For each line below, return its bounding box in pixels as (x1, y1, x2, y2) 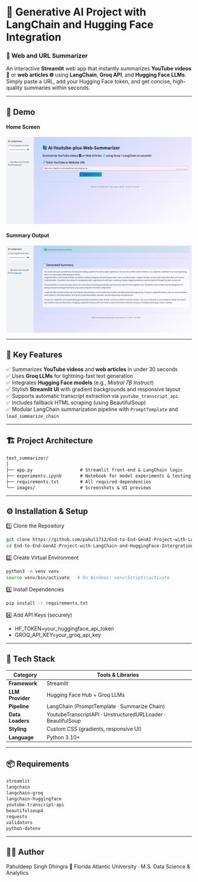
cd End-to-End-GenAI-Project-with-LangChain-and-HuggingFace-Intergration (6, 543, 194, 549)
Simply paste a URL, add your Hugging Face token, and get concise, (6, 78, 172, 85)
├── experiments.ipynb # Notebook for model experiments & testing (6, 473, 192, 479)
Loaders (8, 717, 29, 725)
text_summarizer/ (6, 455, 49, 461)
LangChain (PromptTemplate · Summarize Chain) (47, 703, 166, 710)
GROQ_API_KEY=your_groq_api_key (14, 631, 101, 638)
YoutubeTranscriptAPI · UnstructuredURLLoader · (47, 711, 166, 718)
